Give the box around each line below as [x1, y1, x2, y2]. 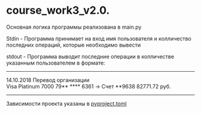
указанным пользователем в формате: [6, 59, 106, 66]
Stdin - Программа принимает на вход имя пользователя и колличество [6, 35, 191, 42]
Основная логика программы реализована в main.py [6, 23, 142, 30]
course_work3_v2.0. [6, 4, 110, 17]
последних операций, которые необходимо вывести [6, 41, 141, 48]
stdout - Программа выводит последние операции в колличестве [6, 53, 175, 60]
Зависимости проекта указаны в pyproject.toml [6, 100, 127, 107]
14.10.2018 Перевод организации [6, 76, 90, 84]
